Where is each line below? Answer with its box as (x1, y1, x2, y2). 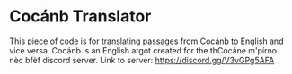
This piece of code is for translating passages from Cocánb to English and (9, 36, 284, 46)
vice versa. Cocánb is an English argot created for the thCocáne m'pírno (9, 45, 277, 55)
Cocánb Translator (9, 6, 152, 27)
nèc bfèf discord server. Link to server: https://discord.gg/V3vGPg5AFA (9, 54, 275, 65)
